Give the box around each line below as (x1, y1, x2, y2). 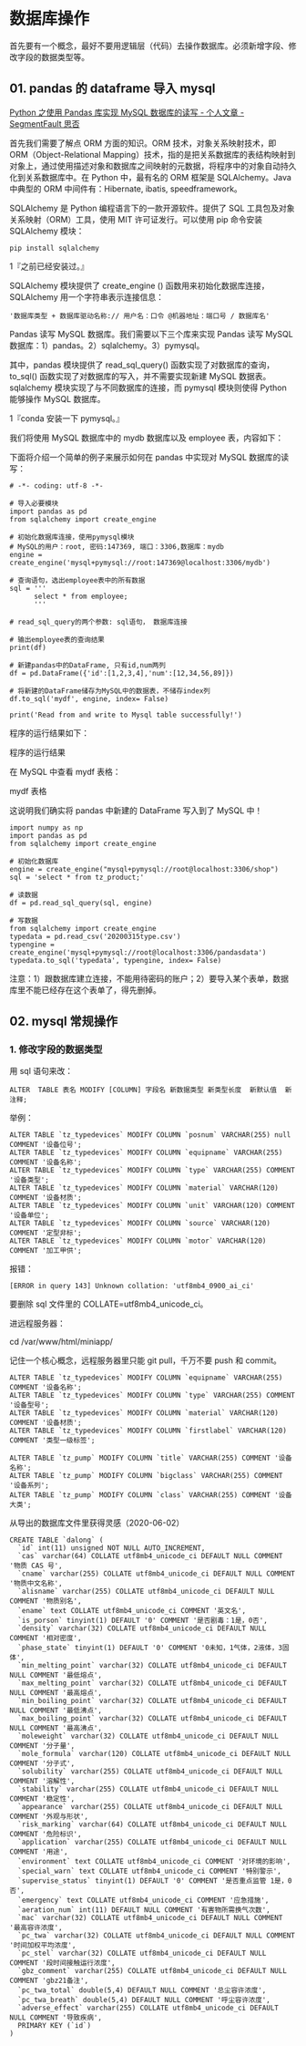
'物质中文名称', (9, 1579, 63, 1588)
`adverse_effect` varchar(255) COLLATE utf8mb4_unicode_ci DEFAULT (17, 2003, 280, 2013)
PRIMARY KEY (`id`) (17, 2021, 92, 2030)
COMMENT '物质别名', (9, 1596, 82, 1606)
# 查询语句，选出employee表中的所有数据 (9, 575, 146, 584)
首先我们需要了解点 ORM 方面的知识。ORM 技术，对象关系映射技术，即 (9, 138, 277, 149)
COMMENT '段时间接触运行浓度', (9, 1958, 116, 1968)
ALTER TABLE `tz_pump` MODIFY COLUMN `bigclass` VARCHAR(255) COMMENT (9, 1472, 283, 1481)
